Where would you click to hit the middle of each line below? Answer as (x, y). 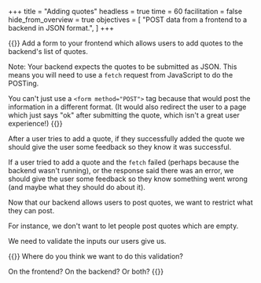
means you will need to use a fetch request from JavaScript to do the (121, 75)
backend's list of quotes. (48, 51)
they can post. (31, 210)
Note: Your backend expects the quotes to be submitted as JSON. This (123, 67)
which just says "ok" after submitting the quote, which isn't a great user (124, 115)
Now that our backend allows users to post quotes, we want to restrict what (130, 202)
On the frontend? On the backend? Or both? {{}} (86, 271)
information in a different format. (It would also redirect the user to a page (127, 107)
